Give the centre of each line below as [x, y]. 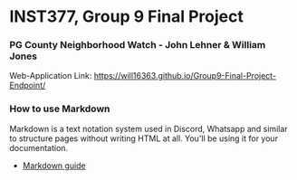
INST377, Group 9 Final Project [127, 17]
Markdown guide [54, 166]
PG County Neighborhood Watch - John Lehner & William [138, 45]
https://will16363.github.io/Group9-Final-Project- [185, 76]
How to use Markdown [60, 109]
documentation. [39, 147]
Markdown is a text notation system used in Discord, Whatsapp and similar [148, 128]
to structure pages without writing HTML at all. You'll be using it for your [144, 138]
